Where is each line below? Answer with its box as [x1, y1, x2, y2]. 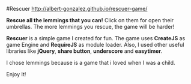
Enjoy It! [6, 71, 26, 77]
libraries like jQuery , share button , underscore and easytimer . [6, 47, 163, 55]
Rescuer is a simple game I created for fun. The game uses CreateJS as [6, 35, 186, 41]
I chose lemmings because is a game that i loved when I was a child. [6, 59, 175, 66]
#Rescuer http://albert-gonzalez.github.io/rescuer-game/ [6, 5, 148, 12]
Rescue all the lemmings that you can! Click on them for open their [6, 17, 174, 23]
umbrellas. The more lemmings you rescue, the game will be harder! [6, 23, 175, 30]
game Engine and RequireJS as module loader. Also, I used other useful [6, 41, 184, 48]
